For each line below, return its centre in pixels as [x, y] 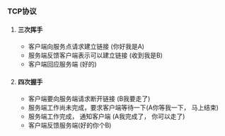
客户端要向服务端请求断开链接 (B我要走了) [89, 99]
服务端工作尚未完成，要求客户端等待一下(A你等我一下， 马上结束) [123, 108]
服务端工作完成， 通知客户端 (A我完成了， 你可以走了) [106, 117]
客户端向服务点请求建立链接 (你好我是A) [86, 47]
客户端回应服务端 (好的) [62, 64]
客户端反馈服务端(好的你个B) [70, 125]
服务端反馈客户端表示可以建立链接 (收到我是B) [95, 55]
